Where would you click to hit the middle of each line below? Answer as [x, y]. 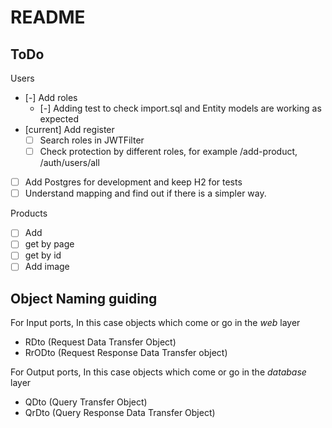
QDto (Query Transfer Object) [86, 402]
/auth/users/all [69, 163]
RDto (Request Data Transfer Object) [100, 342]
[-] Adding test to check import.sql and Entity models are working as [180, 108]
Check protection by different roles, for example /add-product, [168, 152]
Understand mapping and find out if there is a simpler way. [145, 193]
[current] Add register [69, 129]
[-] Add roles [51, 97]
